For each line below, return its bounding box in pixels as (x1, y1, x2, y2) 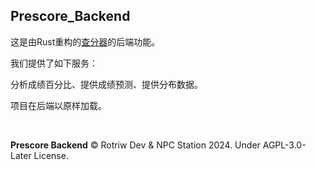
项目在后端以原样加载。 (10, 99, 107, 111)
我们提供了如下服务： (10, 57, 98, 69)
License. (33, 149, 69, 161)
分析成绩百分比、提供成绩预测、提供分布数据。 (10, 78, 203, 90)
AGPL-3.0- (262, 139, 307, 151)
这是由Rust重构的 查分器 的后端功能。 (10, 35, 161, 48)
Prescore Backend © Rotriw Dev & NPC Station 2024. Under (10, 139, 261, 151)
